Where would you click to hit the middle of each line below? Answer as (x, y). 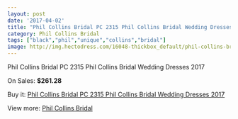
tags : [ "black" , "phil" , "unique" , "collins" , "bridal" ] (87, 40)
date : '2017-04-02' (36, 21)
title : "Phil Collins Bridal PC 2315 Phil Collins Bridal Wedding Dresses (120, 27)
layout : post (27, 14)
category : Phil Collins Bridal (53, 34)
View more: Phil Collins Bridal (50, 108)
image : (17, 47)
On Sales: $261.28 (35, 81)
